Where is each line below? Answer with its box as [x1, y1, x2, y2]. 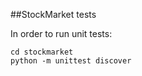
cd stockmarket [10, 47, 74, 57]
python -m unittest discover [10, 56, 132, 66]
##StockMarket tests [10, 9, 97, 20]
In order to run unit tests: [10, 28, 113, 39]
